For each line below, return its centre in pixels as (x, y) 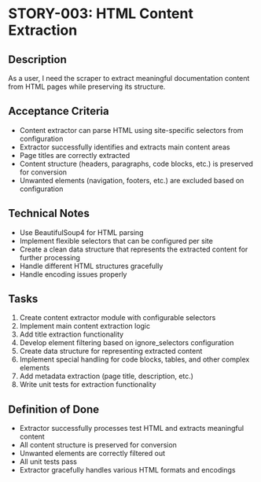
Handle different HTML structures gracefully (91, 266)
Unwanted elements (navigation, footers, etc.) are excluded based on (132, 180)
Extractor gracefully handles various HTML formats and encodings (127, 470)
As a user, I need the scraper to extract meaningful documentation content (129, 78)
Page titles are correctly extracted (75, 155)
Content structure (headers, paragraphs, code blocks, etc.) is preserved (136, 164)
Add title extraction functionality (72, 334)
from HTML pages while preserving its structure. (87, 86)
